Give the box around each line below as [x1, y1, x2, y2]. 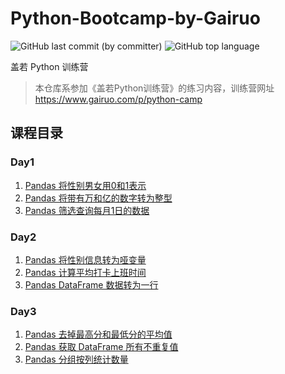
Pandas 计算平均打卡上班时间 [24, 266, 147, 278]
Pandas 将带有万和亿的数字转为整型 [24, 192, 173, 204]
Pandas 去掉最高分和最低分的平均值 [24, 328, 173, 341]
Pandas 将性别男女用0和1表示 [24, 179, 147, 191]
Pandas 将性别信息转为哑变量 [24, 253, 147, 266]
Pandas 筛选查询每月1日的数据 [24, 204, 150, 216]
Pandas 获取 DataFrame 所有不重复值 [24, 341, 179, 353]
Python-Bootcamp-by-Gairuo [10, 7, 261, 30]
